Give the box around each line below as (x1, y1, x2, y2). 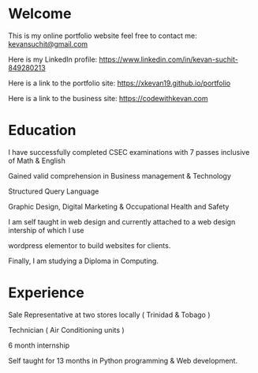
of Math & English (8, 156, 65, 165)
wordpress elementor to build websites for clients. (8, 240, 171, 250)
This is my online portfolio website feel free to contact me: (8, 31, 197, 40)
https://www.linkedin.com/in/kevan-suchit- (99, 55, 238, 64)
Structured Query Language (8, 186, 99, 196)
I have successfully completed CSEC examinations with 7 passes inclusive (8, 147, 250, 156)
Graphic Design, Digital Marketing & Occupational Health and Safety (8, 202, 230, 211)
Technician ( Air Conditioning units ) (8, 325, 125, 334)
